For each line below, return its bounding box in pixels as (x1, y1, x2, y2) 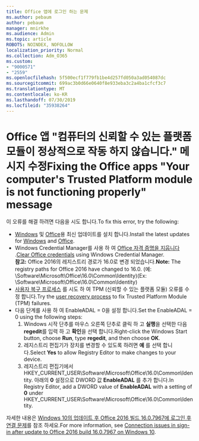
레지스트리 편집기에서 (23, 363, 74, 370)
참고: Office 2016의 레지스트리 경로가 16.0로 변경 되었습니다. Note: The (14, 258, 181, 265)
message (6, 198, 53, 211)
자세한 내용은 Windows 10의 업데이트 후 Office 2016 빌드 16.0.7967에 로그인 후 (6, 414, 192, 421)
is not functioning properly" (6, 185, 147, 199)
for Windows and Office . (14, 237, 75, 245)
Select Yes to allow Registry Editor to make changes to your (30, 349, 176, 356)
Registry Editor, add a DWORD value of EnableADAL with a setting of (23, 383, 192, 391)
